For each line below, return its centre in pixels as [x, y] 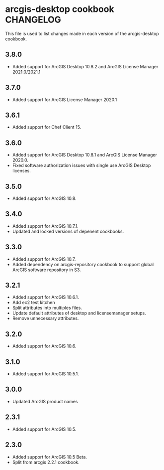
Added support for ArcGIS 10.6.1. [46, 297]
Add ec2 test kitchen [34, 303]
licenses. [21, 171]
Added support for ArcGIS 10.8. [44, 198]
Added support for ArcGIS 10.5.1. [46, 374]
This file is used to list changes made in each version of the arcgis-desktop [82, 33]
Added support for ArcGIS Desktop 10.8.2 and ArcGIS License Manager [85, 66]
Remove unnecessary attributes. [45, 318]
